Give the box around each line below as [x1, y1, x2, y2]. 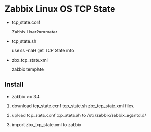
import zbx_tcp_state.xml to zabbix [11, 121, 82, 127]
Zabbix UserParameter [11, 29, 57, 34]
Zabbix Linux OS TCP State [4, 3, 115, 15]
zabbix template [11, 66, 44, 72]
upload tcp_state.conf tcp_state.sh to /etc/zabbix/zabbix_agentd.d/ [11, 112, 147, 118]
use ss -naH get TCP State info [11, 48, 74, 53]
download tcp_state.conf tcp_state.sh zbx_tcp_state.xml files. [11, 103, 135, 109]
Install [4, 81, 24, 89]
